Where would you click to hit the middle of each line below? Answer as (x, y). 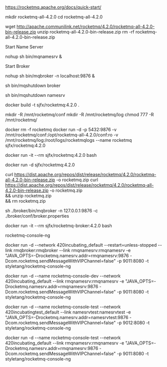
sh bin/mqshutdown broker (33, 85)
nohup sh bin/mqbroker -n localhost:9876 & (50, 76)
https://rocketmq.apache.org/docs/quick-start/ (53, 7)
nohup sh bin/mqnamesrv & (34, 56)
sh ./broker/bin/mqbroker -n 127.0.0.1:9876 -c (52, 211)
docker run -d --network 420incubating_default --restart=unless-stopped (81, 245)
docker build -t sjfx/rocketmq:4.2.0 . (42, 105)
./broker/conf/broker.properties (37, 216)
